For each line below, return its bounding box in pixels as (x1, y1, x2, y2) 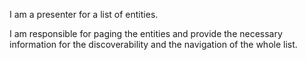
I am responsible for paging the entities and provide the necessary (9, 28, 283, 39)
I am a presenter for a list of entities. (9, 9, 159, 20)
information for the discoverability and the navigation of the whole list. (9, 39, 298, 50)
